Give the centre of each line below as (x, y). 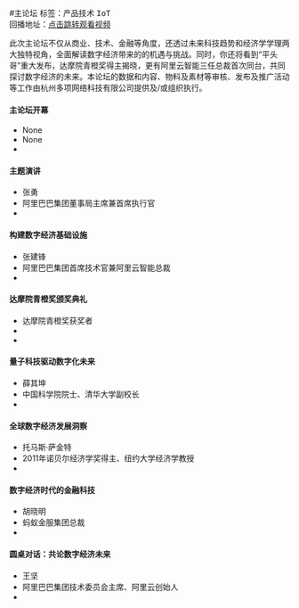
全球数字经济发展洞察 (48, 425)
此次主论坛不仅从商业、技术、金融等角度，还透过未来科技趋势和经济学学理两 (149, 43)
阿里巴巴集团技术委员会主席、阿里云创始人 (100, 587)
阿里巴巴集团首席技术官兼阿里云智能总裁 (96, 267)
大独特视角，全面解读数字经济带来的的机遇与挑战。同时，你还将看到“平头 (144, 54)
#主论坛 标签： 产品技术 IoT (60, 13)
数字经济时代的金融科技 (52, 489)
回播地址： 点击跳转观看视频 (60, 24)
